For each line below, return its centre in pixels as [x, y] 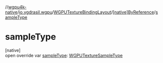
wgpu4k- [17, 7]
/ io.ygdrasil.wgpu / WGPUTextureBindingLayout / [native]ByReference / [86, 12]
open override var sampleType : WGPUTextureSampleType [64, 55]
